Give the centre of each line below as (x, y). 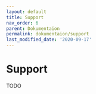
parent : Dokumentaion (33, 28)
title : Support (25, 17)
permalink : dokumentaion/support (48, 34)
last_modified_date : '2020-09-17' (49, 40)
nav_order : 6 (22, 23)
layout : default (26, 12)
